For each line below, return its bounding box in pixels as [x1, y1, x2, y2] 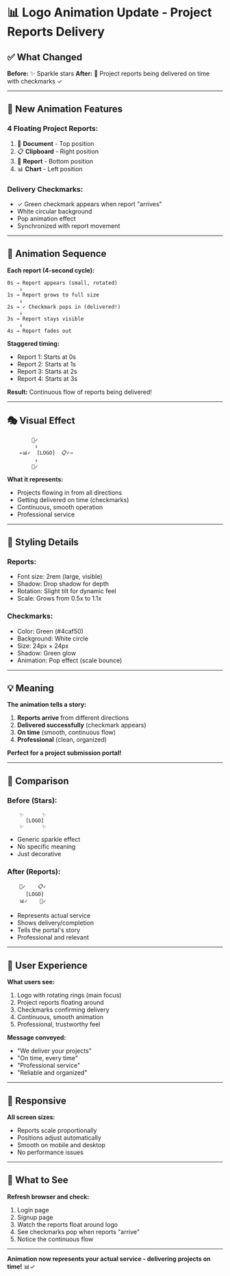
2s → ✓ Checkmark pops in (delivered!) [7, 303, 121, 310]
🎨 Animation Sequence [7, 248, 107, 260]
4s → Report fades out [7, 327, 72, 334]
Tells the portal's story [16, 926, 81, 934]
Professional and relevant [16, 934, 89, 942]
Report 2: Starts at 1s [16, 360, 77, 368]
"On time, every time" [16, 1054, 79, 1062]
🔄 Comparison [7, 775, 70, 787]
